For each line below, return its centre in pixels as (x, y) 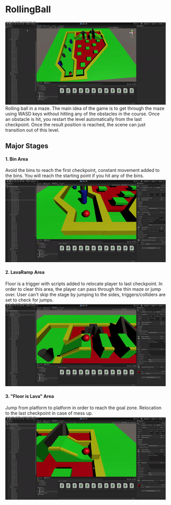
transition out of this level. (33, 130)
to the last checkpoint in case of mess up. (49, 413)
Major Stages (27, 146)
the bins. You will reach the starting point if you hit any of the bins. (75, 176)
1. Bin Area (17, 159)
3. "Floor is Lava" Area (30, 396)
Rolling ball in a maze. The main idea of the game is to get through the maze (85, 108)
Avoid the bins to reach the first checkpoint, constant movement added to (82, 170)
